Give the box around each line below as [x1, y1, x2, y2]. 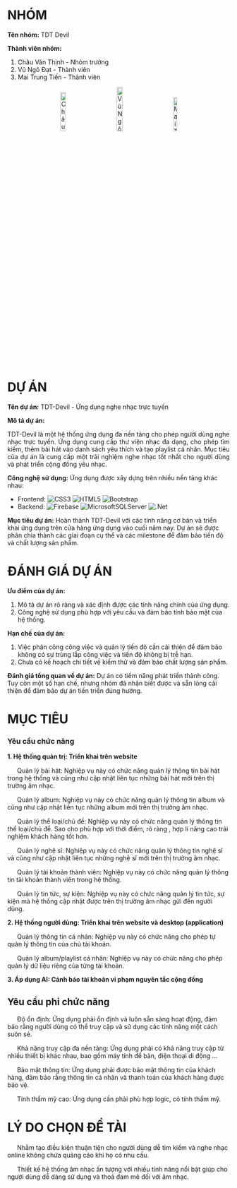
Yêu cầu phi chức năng [7, 996, 110, 1008]
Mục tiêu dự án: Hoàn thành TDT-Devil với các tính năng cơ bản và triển [7, 516, 217, 524]
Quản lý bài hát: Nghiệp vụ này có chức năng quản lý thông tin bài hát [16, 766, 220, 775]
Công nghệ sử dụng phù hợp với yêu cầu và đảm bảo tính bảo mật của [17, 607, 223, 616]
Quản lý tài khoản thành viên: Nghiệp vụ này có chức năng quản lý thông [16, 868, 229, 877]
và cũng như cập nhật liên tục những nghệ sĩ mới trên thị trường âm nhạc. [7, 854, 221, 862]
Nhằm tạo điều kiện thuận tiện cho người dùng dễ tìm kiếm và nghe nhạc [16, 1144, 228, 1152]
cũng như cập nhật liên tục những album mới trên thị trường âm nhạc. [7, 803, 209, 812]
